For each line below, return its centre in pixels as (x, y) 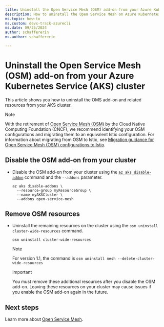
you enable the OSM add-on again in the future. (60, 292)
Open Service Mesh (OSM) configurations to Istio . (55, 144)
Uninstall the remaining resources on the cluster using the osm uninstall (85, 226)
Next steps (22, 307)
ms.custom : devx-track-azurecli (38, 23)
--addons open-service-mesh (45, 199)
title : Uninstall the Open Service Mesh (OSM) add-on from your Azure (78, 10)
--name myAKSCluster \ (40, 195)
